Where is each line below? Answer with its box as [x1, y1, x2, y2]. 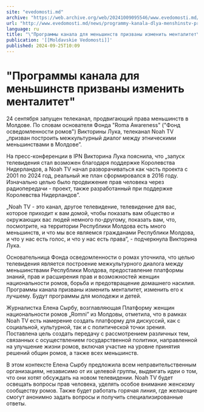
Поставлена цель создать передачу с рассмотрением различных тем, [6, 329, 190, 337]
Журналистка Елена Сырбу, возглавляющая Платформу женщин [6, 304, 175, 311]
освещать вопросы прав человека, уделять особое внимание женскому [6, 380, 195, 388]
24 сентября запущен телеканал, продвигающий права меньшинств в [6, 115, 189, 122]
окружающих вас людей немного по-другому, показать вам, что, [6, 216, 177, 223]
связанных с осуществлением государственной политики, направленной [6, 336, 197, 343]
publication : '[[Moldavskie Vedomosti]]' [6, 37, 113, 43]
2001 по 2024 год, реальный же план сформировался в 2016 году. [6, 171, 178, 179]
